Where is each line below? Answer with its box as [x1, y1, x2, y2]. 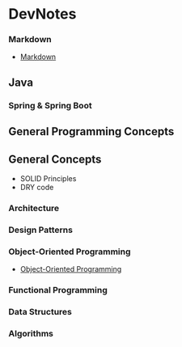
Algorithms [8, 328, 54, 339]
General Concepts [8, 152, 102, 166]
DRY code [19, 183, 54, 192]
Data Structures [8, 306, 73, 317]
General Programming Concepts [8, 125, 175, 138]
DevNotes [8, 5, 77, 23]
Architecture [8, 202, 60, 214]
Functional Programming [8, 285, 108, 296]
